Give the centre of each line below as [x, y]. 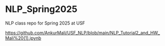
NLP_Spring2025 [41, 9]
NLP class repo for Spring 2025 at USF [45, 23]
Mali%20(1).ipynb [23, 38]
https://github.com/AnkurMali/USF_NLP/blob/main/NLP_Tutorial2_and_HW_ [82, 32]
